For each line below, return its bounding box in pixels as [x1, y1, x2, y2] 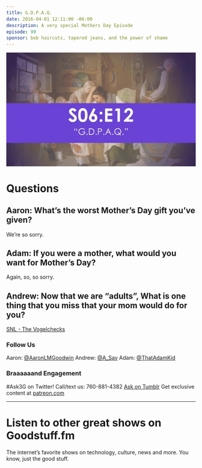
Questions [6, 181, 59, 195]
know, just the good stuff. [6, 455, 69, 462]
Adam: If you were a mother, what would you [6, 248, 177, 258]
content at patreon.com [6, 389, 65, 397]
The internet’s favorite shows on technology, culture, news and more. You [6, 448, 189, 456]
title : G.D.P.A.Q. [6, 10, 52, 16]
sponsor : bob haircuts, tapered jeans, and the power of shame [6, 35, 168, 41]
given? [6, 215, 32, 225]
